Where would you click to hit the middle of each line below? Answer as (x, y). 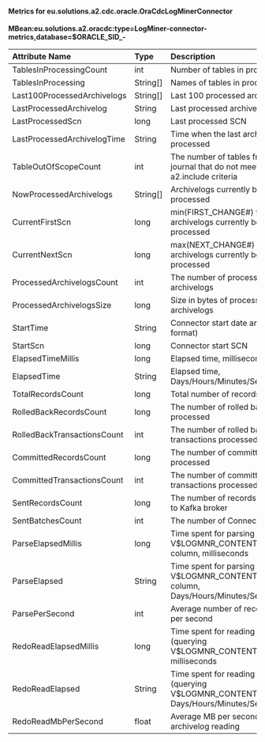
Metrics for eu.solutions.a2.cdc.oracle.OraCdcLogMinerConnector (121, 11)
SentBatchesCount (47, 521)
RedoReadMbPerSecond (58, 721)
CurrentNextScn (42, 255)
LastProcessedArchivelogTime (69, 139)
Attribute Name (42, 57)
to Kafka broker (199, 508)
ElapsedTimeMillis (46, 358)
